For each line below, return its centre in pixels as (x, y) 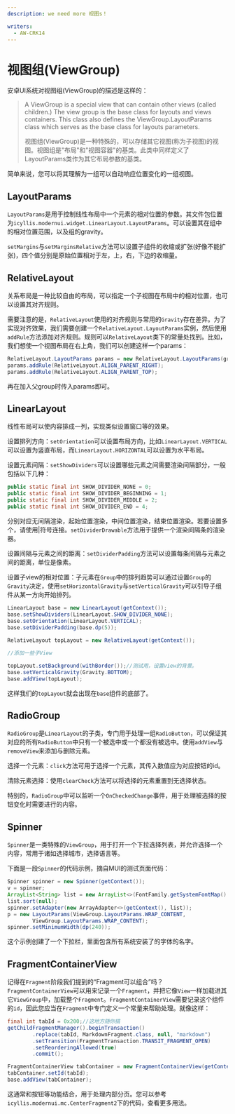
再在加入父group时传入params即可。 (60, 386)
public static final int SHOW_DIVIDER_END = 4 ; (78, 506)
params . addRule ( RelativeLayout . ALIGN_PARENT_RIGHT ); (86, 365)
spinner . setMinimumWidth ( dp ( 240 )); (59, 927)
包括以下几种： (29, 474)
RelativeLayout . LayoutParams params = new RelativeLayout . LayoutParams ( (115, 358)
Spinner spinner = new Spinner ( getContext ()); (76, 882)
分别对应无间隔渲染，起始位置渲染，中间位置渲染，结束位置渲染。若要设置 (114, 521)
